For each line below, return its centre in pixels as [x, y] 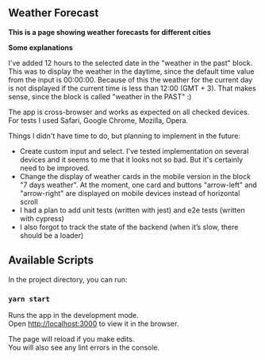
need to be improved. [55, 168]
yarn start [29, 299]
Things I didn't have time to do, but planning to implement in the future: [124, 136]
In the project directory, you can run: [68, 279]
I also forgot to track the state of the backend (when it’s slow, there [129, 227]
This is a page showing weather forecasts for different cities [110, 32]
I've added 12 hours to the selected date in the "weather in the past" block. [131, 63]
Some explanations [41, 48]
